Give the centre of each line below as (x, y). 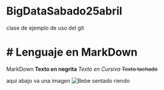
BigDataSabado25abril (64, 11)
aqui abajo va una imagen (38, 80)
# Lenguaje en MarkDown (72, 52)
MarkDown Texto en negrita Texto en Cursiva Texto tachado (82, 69)
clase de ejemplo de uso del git (45, 28)
